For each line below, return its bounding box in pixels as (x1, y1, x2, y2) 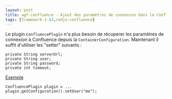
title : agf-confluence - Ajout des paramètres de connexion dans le (5, 12, 155, 17)
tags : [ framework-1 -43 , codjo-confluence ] (5, 17, 95, 22)
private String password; (5, 61, 60, 66)
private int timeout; (5, 65, 52, 71)
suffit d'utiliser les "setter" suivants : (5, 42, 82, 48)
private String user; (5, 56, 52, 62)
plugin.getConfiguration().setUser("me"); (5, 89, 97, 94)
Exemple (5, 74, 24, 81)
